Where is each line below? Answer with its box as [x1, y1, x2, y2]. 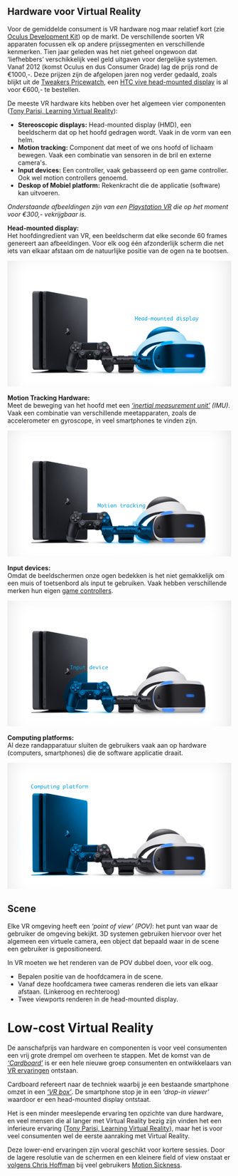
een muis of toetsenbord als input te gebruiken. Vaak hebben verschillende [7, 579, 227, 587]
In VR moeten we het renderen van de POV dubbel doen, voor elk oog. [7, 958, 213, 966]
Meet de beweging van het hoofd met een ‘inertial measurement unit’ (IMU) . [7, 401, 231, 410]
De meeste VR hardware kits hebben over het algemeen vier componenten [7, 99, 226, 108]
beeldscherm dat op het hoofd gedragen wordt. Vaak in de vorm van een [17, 128, 232, 136]
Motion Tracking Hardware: [7, 393, 90, 402]
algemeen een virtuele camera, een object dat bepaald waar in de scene [7, 937, 220, 945]
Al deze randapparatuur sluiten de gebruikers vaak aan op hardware [7, 741, 207, 750]
